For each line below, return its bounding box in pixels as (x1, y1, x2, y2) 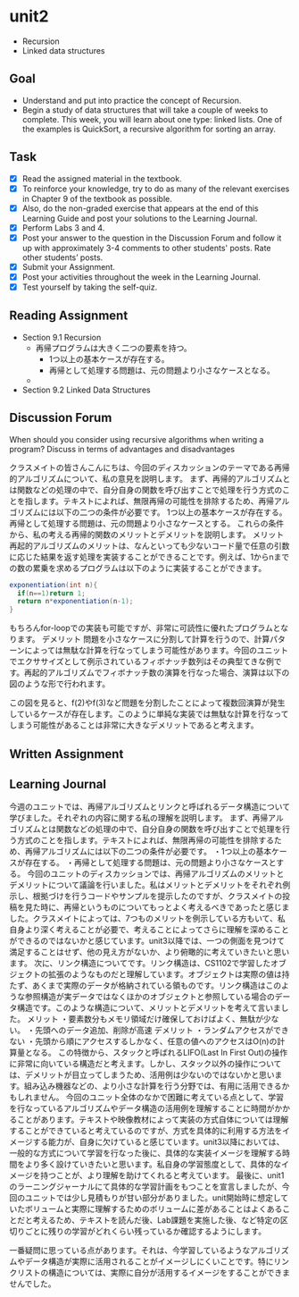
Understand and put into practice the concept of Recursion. (21, 95, 242, 105)
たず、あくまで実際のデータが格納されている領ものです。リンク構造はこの (9, 981, 282, 991)
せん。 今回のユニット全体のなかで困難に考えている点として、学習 (39, 1092, 284, 1103)
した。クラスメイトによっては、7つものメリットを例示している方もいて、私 (9, 914, 286, 924)
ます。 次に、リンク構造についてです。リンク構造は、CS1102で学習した (9, 958, 271, 969)
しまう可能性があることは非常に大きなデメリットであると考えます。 (9, 720, 259, 730)
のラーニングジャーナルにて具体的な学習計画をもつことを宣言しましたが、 (9, 1182, 283, 1192)
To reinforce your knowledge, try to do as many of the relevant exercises (21, 183, 290, 194)
